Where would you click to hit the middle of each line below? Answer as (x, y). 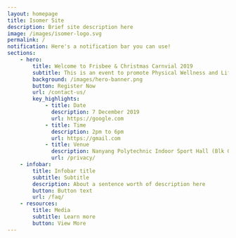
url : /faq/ (48, 197)
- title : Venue (67, 145)
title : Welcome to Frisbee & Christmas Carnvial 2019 (113, 66)
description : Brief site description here (70, 27)
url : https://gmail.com (86, 138)
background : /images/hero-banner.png (87, 79)
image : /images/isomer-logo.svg (54, 33)
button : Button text (63, 191)
